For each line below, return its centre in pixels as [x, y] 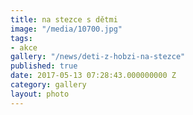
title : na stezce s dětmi [64, 19]
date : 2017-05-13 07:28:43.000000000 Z [93, 76]
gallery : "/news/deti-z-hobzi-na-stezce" [98, 57]
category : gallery [48, 85]
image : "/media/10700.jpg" [66, 29]
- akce [24, 47]
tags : [21, 38]
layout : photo [40, 94]
